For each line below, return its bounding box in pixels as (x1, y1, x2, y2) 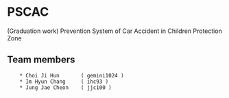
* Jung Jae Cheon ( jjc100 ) (19, 84, 112, 91)
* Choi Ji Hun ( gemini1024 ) (19, 72, 125, 79)
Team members (7, 54, 75, 66)
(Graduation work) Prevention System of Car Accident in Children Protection (7, 27, 223, 35)
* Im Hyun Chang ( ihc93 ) (19, 78, 109, 85)
